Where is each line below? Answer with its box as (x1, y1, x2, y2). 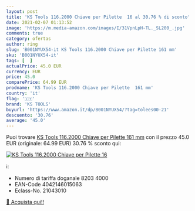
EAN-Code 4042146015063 (14, 181, 82, 188)
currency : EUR (6, 69, 41, 74)
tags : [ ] (6, 57, 33, 63)
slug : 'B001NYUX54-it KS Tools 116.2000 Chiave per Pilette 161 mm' (6, 47, 177, 53)
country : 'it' (6, 90, 41, 96)
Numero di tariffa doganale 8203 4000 (14, 175, 109, 182)
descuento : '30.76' (6, 112, 54, 118)
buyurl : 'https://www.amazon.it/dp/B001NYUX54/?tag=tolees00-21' (6, 107, 169, 113)
